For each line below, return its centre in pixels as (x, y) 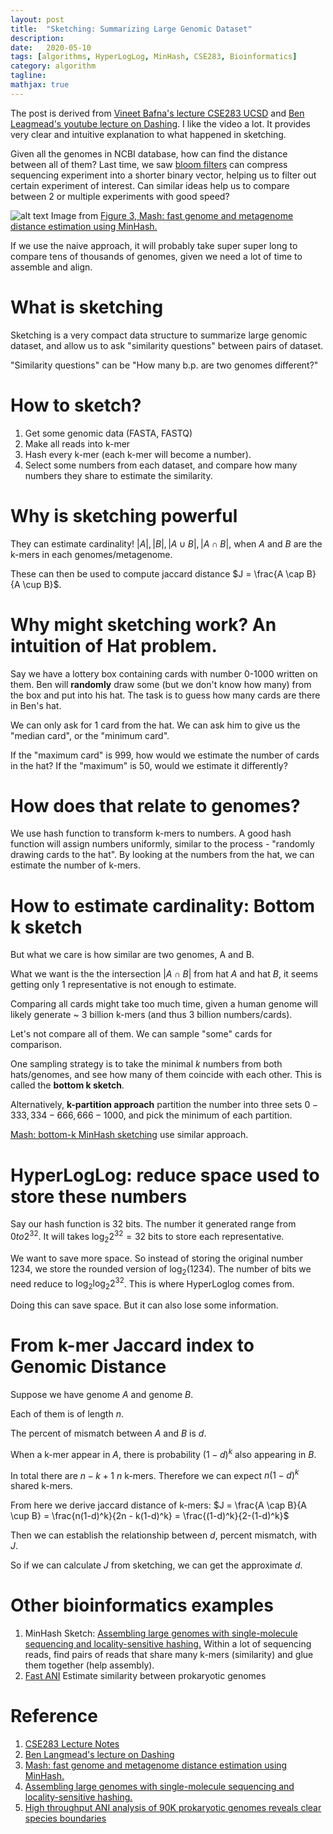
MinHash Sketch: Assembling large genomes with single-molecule (161, 1633)
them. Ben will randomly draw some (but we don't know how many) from (161, 684)
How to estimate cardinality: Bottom (163, 905)
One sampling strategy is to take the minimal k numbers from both (146, 1064)
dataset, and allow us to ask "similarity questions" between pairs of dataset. (167, 345)
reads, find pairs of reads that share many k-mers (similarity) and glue (169, 1655)
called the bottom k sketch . (67, 1085)
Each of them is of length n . (67, 1413)
